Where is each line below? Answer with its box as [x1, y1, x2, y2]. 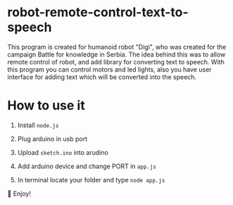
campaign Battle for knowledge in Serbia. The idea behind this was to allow [7, 50, 226, 59]
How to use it [7, 98, 86, 114]
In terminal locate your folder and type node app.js [17, 175, 165, 184]
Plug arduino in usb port [17, 134, 88, 143]
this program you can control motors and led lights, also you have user [7, 65, 213, 74]
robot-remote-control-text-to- [7, 4, 189, 20]
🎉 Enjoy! [7, 189, 32, 198]
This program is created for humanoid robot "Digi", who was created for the [7, 42, 227, 51]
